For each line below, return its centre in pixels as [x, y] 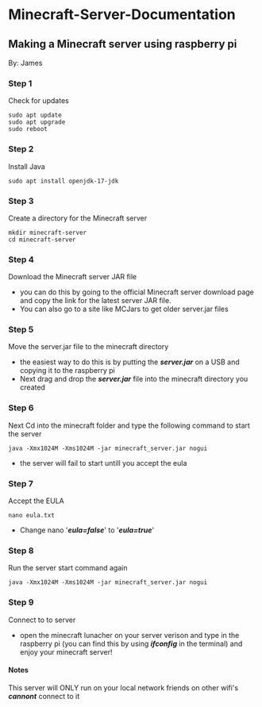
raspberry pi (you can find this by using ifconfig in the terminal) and [131, 644]
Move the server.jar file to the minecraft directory [89, 347]
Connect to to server [42, 620]
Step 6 [21, 408]
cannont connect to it [44, 696]
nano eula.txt [32, 516]
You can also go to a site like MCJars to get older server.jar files [124, 309]
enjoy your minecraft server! [66, 651]
